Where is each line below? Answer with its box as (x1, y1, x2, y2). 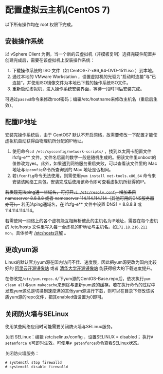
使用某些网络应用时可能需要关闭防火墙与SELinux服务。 (5, 324, 115, 330)
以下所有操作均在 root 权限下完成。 (5, 21, 75, 27)
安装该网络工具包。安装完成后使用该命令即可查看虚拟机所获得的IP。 (12, 178, 148, 184)
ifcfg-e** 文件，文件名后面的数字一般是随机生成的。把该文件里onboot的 (12, 154, 157, 160)
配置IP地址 (5, 118, 37, 126)
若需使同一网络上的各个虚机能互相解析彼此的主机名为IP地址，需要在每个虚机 (5, 217, 158, 223)
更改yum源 (5, 245, 38, 254)
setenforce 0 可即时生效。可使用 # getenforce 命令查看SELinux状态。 (5, 340, 142, 346)
